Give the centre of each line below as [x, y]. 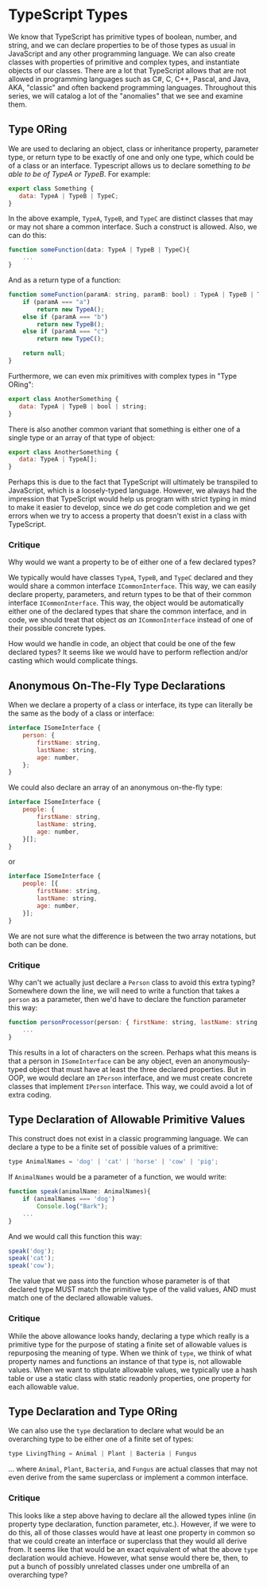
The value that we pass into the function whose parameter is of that [119, 1281]
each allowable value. [44, 1386]
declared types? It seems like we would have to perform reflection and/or [128, 652]
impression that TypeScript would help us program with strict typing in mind [132, 499]
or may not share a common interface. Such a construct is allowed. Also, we [133, 227]
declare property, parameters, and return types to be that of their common [130, 595]
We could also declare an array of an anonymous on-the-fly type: [115, 788]
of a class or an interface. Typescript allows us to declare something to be [130, 166]
